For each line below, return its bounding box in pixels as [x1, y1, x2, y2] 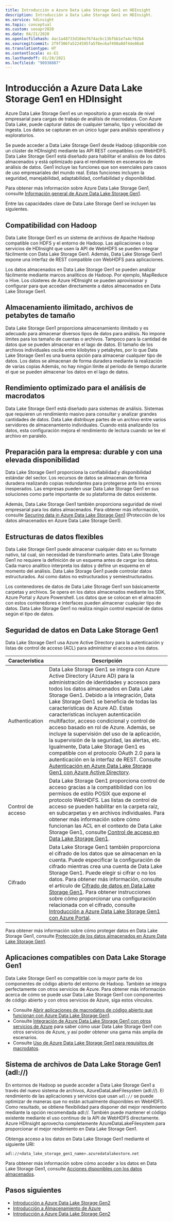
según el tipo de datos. [5, 611, 54, 617]
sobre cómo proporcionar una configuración [48, 895, 156, 902]
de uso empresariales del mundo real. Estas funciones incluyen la [5, 169, 145, 176]
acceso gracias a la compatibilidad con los [48, 784, 152, 791]
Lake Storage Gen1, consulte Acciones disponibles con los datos [5, 1165, 143, 1172]
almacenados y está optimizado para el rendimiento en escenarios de [5, 159, 153, 165]
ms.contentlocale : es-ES [5, 50, 59, 56]
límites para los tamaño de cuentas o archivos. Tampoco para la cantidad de [5, 336, 167, 342]
